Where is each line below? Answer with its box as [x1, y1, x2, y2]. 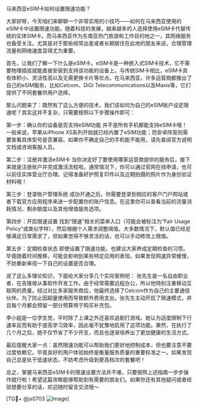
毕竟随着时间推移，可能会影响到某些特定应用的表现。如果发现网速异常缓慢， [6, 253, 192, 259]
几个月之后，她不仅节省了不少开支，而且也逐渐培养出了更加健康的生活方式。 [6, 329, 192, 336]
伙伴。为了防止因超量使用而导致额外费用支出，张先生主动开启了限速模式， [6, 294, 187, 301]
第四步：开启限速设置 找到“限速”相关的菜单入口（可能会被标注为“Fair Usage [6, 218, 190, 225]
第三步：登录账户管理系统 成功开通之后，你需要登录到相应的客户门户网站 [6, 191, 183, 197]
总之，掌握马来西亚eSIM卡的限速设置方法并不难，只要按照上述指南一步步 [6, 369, 184, 376]
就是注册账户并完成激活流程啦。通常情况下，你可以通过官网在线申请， [11, 164, 181, 170]
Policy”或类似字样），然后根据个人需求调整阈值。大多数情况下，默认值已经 [6, 225, 186, 232]
